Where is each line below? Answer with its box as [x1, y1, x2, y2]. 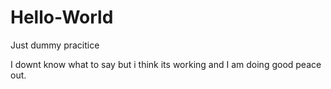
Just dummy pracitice [10, 39, 100, 51]
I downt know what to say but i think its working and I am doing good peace [10, 58, 322, 70]
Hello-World [10, 6, 114, 29]
